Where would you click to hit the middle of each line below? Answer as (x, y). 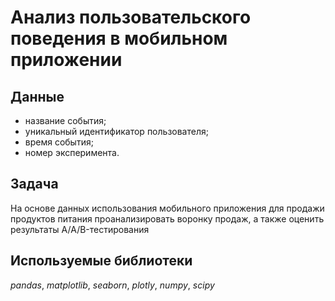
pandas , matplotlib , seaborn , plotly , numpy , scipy (112, 285)
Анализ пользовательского (131, 17)
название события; (65, 120)
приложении (66, 60)
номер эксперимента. (72, 152)
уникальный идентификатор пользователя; (116, 131)
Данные (37, 96)
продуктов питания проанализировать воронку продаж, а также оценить (167, 218)
